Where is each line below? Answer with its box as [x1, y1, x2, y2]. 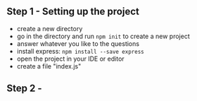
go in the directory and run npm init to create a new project [16, 32, 191, 40]
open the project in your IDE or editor [16, 54, 125, 63]
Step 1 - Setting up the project [6, 6, 140, 18]
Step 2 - [6, 83, 42, 95]
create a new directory [16, 24, 83, 32]
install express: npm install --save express [16, 47, 145, 55]
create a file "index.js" [16, 61, 82, 70]
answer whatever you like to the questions [16, 39, 140, 48]
